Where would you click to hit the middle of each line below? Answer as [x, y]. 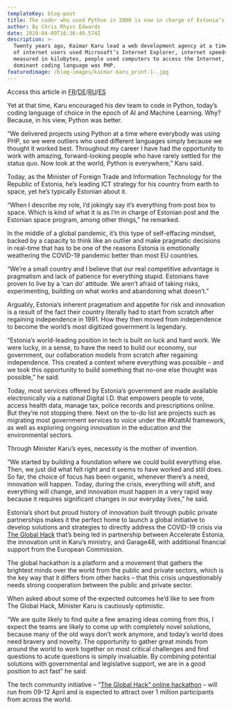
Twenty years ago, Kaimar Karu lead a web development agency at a [113, 46]
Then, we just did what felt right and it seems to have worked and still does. [115, 469]
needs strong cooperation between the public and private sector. [100, 584]
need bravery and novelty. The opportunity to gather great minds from [107, 642]
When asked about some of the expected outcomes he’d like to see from [111, 598]
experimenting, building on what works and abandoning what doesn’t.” [108, 291]
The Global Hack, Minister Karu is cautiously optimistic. [86, 605]
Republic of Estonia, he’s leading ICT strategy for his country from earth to [113, 184]
